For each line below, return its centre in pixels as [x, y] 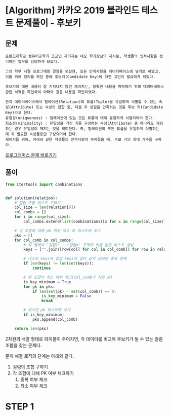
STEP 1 [20, 406]
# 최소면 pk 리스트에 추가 [47, 310]
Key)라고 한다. [19, 112]
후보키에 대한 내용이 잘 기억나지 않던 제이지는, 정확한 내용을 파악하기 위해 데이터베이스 [85, 87]
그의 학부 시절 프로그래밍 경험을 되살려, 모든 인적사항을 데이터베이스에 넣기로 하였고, [83, 71]
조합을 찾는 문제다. [24, 345]
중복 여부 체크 [34, 379]
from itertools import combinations [44, 184]
